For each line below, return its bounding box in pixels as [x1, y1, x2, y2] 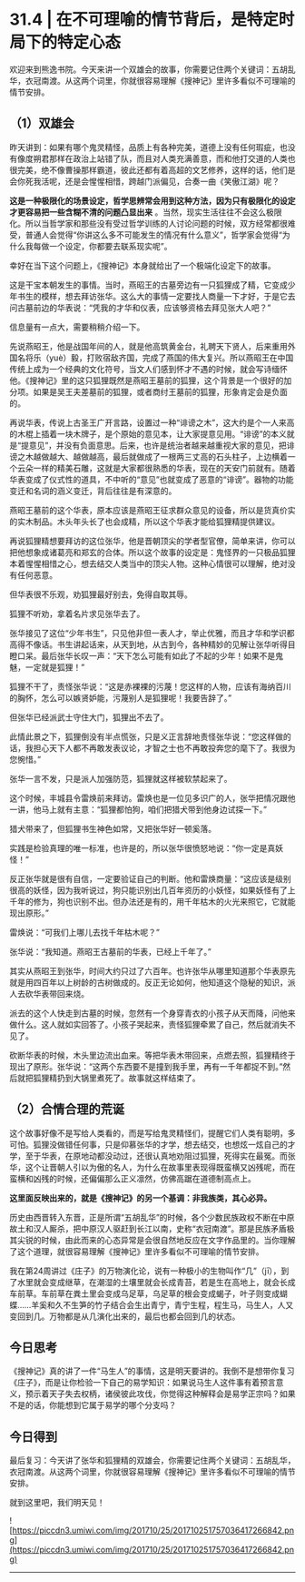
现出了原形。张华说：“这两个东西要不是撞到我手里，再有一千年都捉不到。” [9, 1060, 283, 1071]
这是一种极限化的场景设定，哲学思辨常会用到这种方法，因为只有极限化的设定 [9, 195, 296, 206]
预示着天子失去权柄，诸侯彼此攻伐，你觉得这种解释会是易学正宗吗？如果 [25, 1388, 296, 1399]
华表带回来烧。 [33, 988, 89, 999]
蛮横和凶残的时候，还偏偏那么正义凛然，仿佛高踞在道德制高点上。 [9, 1172, 256, 1184]
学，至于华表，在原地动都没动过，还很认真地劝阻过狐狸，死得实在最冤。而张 [9, 1150, 296, 1161]
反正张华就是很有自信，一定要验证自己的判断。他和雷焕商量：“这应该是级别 [9, 873, 292, 884]
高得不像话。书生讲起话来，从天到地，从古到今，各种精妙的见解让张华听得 [9, 639, 288, 650]
